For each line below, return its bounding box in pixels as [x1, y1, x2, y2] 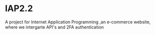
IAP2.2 [5, 3, 33, 14]
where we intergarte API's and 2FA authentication [5, 24, 104, 30]
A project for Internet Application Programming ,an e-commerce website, [5, 19, 151, 25]
